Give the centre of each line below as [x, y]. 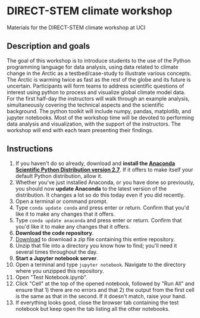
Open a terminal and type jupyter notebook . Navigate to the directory [101, 264]
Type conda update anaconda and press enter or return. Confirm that [99, 220]
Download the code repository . [54, 233]
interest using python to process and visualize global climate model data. [96, 92]
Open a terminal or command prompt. [62, 201]
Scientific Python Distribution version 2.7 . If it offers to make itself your [104, 169]
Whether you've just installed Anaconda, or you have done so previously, [105, 182]
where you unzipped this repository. [60, 271]
